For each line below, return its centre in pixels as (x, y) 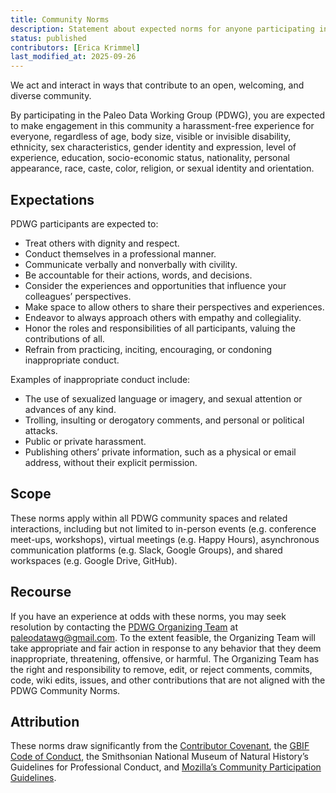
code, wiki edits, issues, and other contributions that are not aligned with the (168, 680)
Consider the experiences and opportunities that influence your (155, 285)
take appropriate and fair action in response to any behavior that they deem (166, 648)
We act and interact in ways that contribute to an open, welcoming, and (157, 85)
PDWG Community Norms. (65, 690)
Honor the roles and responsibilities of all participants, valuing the (160, 328)
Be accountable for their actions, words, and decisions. (138, 275)
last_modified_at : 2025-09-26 (73, 57)
